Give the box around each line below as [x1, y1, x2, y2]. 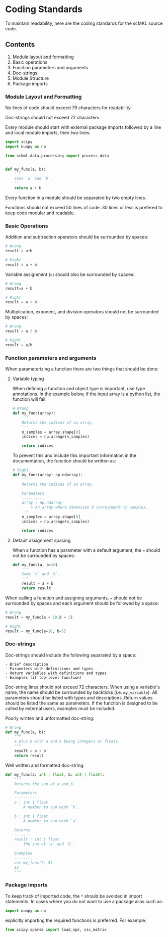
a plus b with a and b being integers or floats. [14, 739, 121, 744]
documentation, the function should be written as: [12, 458, 116, 464]
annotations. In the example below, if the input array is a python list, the [12, 391, 161, 397]
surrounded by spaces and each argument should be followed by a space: [5, 600, 159, 606]
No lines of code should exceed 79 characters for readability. [5, 105, 132, 111]
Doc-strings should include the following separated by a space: [5, 652, 137, 658]
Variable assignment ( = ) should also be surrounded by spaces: [5, 271, 135, 277]
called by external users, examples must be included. [5, 705, 116, 711]
